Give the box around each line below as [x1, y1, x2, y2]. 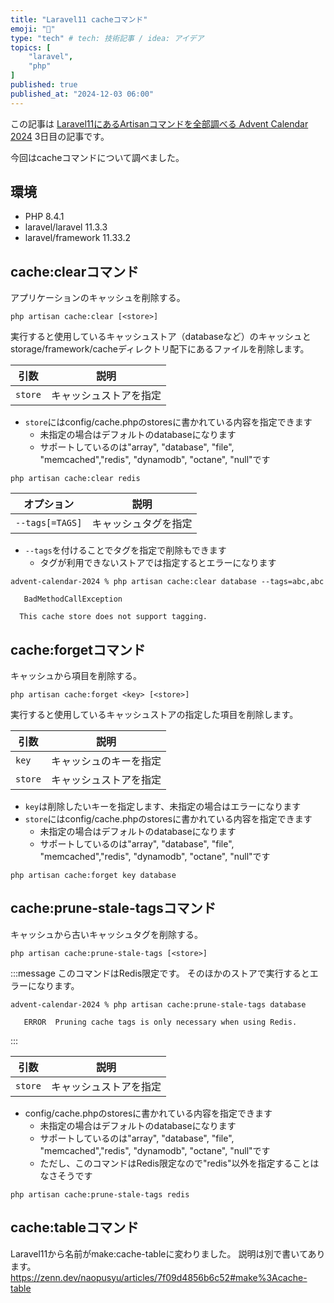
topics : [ [10, 42, 52, 53]
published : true [10, 80, 78, 90]
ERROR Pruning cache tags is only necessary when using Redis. [23, 1017, 298, 1027]
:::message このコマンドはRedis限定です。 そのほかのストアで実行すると [10, 967, 310, 979]
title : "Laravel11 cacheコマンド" [10, 14, 148, 25]
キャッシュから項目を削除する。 [10, 670, 142, 682]
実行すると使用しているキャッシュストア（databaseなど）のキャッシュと [10, 331, 312, 343]
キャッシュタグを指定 [91, 517, 193, 531]
